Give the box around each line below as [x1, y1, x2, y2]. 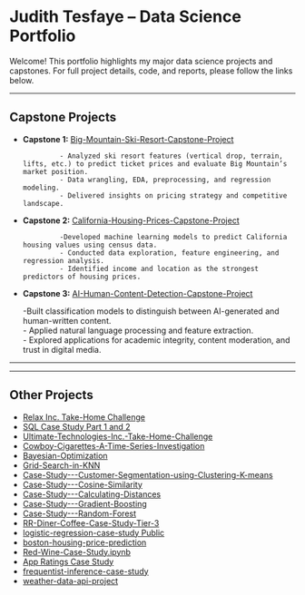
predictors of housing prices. [22, 272, 142, 281]
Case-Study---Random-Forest [22, 508, 137, 519]
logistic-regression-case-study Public [22, 527, 165, 538]
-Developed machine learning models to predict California [59, 232, 288, 241]
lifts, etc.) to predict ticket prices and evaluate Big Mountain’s [22, 159, 288, 169]
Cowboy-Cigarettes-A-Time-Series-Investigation [22, 440, 205, 451]
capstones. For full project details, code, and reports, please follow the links [9, 65, 293, 76]
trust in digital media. [22, 344, 102, 355]
